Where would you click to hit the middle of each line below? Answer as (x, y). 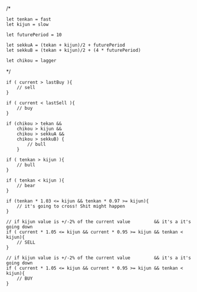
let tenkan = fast (29, 19)
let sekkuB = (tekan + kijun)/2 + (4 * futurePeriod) (74, 50)
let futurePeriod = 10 (34, 35)
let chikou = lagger (32, 61)
